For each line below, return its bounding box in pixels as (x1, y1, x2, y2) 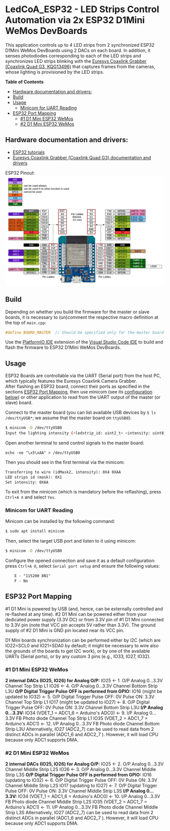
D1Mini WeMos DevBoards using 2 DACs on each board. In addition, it (5, 47, 151, 53)
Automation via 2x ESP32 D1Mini (5, 14, 145, 26)
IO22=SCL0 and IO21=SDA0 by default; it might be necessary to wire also (5, 642, 159, 648)
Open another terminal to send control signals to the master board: (5, 440, 144, 446)
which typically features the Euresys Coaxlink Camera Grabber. (5, 378, 138, 384)
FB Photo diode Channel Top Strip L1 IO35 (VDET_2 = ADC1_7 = (16, 715, 148, 721)
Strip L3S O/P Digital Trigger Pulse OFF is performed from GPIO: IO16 (5, 772, 152, 778)
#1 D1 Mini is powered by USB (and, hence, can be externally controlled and (5, 606, 163, 612)
